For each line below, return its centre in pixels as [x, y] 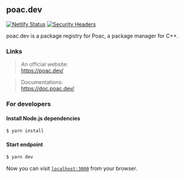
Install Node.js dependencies [43, 118]
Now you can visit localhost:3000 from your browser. [72, 168]
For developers [29, 104]
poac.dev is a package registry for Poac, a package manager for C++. [92, 36]
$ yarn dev [20, 157]
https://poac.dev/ [42, 70]
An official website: [45, 65]
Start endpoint [24, 144]
